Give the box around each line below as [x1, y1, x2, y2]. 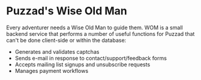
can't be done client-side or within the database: [6, 36, 127, 44]
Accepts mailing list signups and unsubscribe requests [14, 61, 151, 68]
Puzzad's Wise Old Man [6, 4, 127, 18]
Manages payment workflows [14, 67, 89, 74]
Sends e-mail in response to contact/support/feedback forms [14, 54, 167, 61]
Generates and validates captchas [14, 48, 100, 55]
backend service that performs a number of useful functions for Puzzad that [6, 30, 195, 37]
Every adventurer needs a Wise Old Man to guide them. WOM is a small [6, 24, 183, 31]
